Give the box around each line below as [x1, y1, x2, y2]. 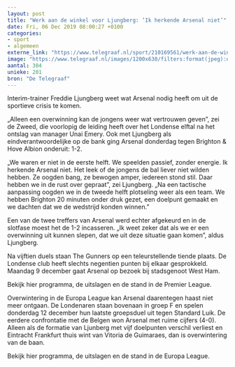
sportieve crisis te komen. [7, 102, 82, 110]
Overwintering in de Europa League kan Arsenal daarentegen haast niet [7, 294, 213, 302]
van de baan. [7, 338, 45, 347]
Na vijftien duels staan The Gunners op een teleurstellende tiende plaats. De [7, 252, 227, 260]
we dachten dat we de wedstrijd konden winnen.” [7, 203, 150, 211]
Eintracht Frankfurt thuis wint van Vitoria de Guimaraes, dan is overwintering [7, 331, 227, 339]
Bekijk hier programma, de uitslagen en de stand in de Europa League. [7, 352, 210, 360]
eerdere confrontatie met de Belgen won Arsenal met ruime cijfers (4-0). [7, 316, 217, 324]
